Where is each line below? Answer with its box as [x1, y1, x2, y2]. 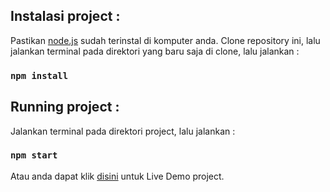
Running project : [10, 99, 120, 116]
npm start [10, 150, 58, 161]
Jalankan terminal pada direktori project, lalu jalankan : [10, 125, 236, 137]
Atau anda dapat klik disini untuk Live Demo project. [10, 170, 225, 182]
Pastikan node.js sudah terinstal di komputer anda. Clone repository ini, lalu [10, 34, 321, 46]
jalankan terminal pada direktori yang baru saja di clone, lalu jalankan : [10, 45, 300, 57]
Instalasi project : [10, 8, 121, 25]
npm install [10, 70, 69, 81]
